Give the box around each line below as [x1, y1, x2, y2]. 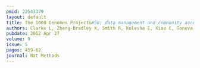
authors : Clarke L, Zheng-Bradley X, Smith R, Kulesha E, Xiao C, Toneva [6, 25, 193, 31]
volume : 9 [6, 36, 31, 42]
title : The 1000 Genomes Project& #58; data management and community [6, 20, 183, 25]
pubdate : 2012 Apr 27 [6, 31, 60, 37]
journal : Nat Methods [6, 53, 60, 59]
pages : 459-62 [6, 47, 42, 53]
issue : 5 [6, 42, 28, 48]
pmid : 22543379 [6, 8, 44, 15]
